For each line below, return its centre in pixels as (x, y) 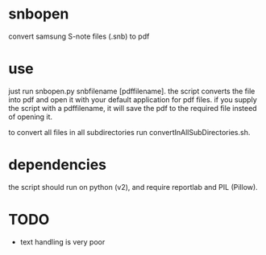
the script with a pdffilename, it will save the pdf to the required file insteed (133, 108)
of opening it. (31, 117)
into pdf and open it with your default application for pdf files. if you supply (133, 99)
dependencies (58, 165)
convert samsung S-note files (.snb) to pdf (79, 36)
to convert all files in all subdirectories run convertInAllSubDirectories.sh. (129, 132)
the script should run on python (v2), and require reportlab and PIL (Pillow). (133, 187)
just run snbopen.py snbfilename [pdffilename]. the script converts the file (132, 91)
